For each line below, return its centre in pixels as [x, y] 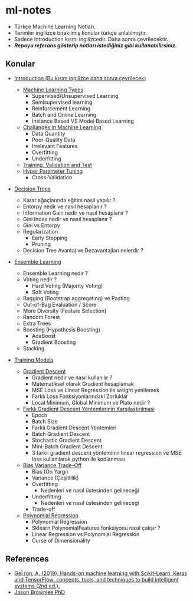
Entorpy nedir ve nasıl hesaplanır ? [65, 206]
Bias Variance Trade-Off [52, 465]
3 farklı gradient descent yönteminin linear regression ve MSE [107, 452]
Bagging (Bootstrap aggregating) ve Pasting [76, 298]
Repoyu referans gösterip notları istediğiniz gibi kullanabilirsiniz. [96, 45]
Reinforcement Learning [61, 108]
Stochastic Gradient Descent [66, 440]
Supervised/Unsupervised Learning [75, 96]
